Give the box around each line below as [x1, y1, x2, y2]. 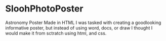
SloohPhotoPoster [5, 3, 84, 14]
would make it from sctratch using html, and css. [5, 30, 107, 36]
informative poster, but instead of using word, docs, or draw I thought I [5, 24, 153, 30]
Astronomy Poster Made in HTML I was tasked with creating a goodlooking [5, 19, 161, 25]
